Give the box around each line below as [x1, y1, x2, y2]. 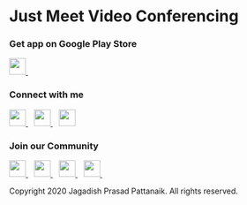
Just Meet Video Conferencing [9, 6, 239, 27]
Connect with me [9, 88, 84, 101]
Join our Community [9, 140, 99, 152]
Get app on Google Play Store [9, 38, 138, 50]
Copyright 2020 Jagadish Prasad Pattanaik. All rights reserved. [9, 186, 238, 196]
